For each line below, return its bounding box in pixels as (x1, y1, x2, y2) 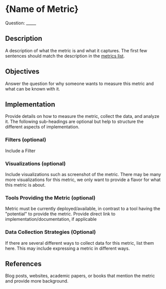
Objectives (5, 67, 40, 76)
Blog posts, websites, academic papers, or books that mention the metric (5, 273, 155, 279)
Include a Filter (5, 148, 36, 154)
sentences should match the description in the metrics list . (5, 53, 125, 59)
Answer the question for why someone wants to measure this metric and (5, 81, 154, 87)
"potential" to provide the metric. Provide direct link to (5, 211, 116, 217)
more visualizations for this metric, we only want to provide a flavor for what (5, 177, 161, 183)
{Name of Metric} (5, 3, 79, 15)
